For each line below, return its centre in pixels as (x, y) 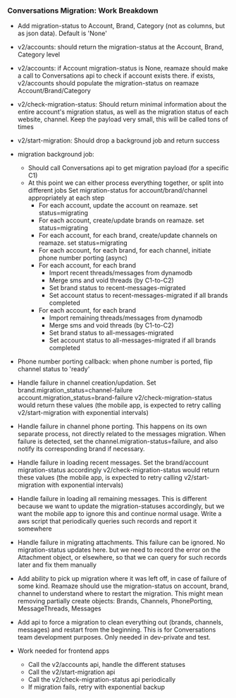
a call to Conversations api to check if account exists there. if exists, (116, 76)
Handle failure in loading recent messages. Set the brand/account (113, 463)
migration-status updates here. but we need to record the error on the (119, 550)
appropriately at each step (66, 198)
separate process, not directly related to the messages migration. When (122, 434)
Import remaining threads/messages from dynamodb (126, 318)
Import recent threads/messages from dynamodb (120, 273)
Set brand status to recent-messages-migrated (117, 288)
